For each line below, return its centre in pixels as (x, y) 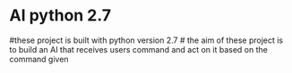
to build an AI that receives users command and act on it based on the (139, 49)
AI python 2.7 (60, 16)
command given (39, 59)
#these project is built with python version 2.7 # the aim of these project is (146, 40)
